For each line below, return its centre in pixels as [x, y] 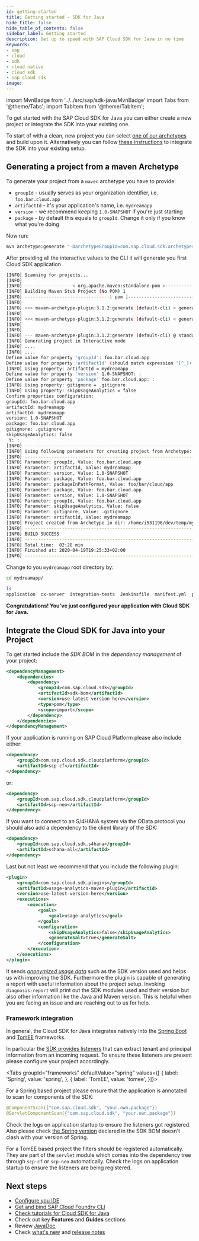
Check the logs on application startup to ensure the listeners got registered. [98, 1124]
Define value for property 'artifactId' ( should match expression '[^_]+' [100, 363]
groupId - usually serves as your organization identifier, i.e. [86, 193]
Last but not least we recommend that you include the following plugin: [93, 866]
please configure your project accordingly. [58, 1061]
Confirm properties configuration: [50, 396]
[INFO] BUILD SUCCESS [33, 534]
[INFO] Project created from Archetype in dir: [66, 523]
